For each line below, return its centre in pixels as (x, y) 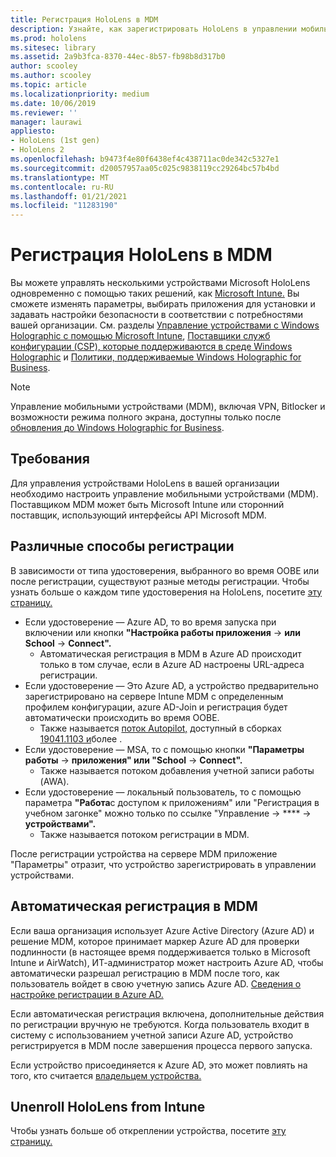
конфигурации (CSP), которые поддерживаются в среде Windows (151, 347)
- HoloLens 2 (37, 150)
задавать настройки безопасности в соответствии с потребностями (157, 315)
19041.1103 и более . (81, 738)
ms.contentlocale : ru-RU (62, 187)
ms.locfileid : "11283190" (64, 206)
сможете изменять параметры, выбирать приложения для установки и (163, 304)
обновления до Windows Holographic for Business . (117, 428)
